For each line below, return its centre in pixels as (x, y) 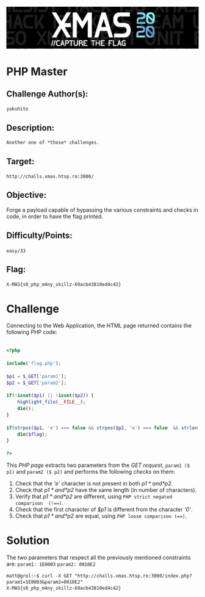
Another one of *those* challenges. (53, 143)
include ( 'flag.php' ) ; (34, 363)
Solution (28, 541)
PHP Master (37, 71)
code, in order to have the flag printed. (55, 216)
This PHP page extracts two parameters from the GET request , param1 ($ (98, 465)
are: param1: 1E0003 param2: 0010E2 (51, 564)
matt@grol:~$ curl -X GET (39, 576)
